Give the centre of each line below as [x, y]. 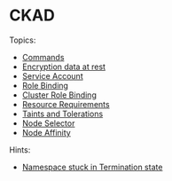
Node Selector [48, 123]
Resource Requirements [66, 104]
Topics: [23, 40]
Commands [43, 57]
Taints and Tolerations [63, 114]
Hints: [20, 150]
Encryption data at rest [64, 67]
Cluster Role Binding [59, 95]
